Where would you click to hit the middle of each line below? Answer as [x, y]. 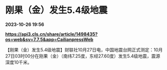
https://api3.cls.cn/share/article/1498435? [52, 34]
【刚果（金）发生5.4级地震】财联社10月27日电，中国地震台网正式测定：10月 [84, 49]
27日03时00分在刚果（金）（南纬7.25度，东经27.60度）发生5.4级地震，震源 [83, 56]
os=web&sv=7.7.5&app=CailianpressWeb [49, 39]
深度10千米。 [19, 62]
